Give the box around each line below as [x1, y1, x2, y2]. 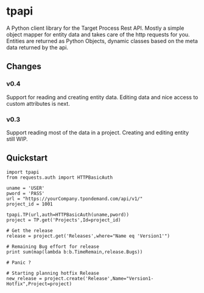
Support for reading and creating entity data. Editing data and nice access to [6, 93, 199, 101]
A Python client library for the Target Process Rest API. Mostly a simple [6, 24, 185, 32]
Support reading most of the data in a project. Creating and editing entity [6, 129, 189, 136]
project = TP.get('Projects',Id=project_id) [6, 217, 121, 223]
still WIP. [6, 135, 29, 142]
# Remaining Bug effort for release [6, 243, 99, 250]
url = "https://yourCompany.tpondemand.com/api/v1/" [6, 196, 143, 202]
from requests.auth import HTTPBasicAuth [6, 174, 113, 181]
